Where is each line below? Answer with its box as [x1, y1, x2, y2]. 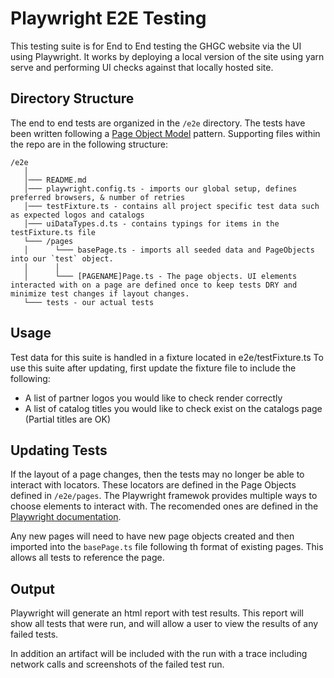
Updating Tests [10, 442, 108, 459]
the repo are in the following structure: [10, 138, 168, 150]
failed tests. [10, 628, 59, 641]
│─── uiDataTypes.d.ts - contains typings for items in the [23, 218, 280, 229]
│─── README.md [23, 175, 87, 185]
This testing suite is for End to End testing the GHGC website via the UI [10, 40, 302, 52]
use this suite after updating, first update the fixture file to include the [10, 362, 297, 374]
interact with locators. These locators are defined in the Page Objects [10, 479, 297, 491]
